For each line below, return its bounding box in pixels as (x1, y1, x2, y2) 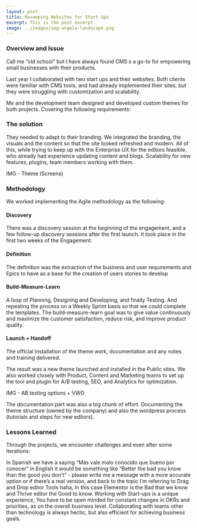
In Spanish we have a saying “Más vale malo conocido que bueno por (6, 459, 175, 466)
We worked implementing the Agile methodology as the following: (6, 198, 166, 205)
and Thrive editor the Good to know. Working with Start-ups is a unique (6, 490, 179, 497)
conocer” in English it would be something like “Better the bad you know (6, 465, 181, 472)
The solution (6, 120, 43, 128)
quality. (6, 321, 24, 328)
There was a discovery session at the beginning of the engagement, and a (6, 225, 186, 232)
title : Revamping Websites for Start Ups (6, 14, 109, 20)
